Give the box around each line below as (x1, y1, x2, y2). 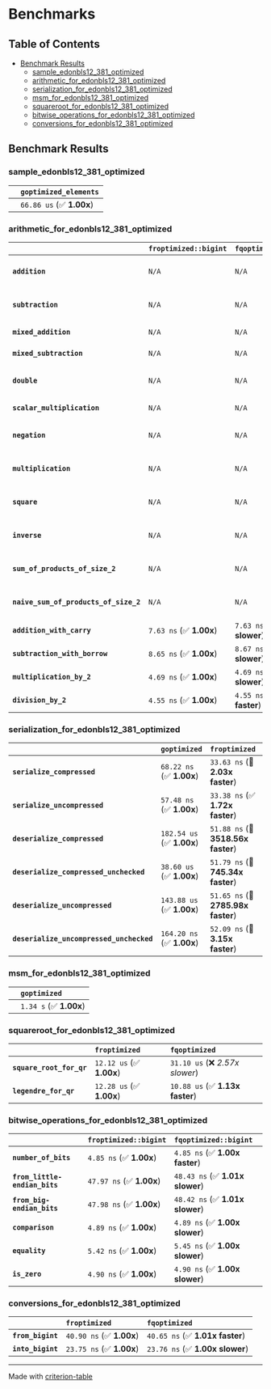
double (12, 375, 38, 385)
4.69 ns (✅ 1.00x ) (148, 671, 218, 682)
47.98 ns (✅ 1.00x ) (87, 1199, 161, 1210)
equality (12, 1247, 46, 1256)
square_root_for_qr (12, 1063, 87, 1072)
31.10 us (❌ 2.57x (169, 1057, 240, 1068)
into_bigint (12, 1345, 59, 1353)
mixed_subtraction (12, 349, 83, 358)
